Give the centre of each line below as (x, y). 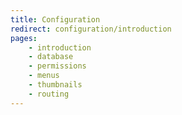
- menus (44, 76)
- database (51, 57)
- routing (49, 94)
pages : (24, 38)
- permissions (57, 66)
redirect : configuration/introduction (91, 29)
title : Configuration (55, 19)
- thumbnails (55, 85)
